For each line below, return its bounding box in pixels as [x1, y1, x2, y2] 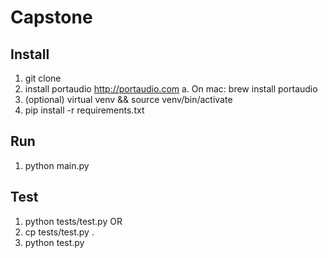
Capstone [10, 6, 93, 29]
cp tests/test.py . [24, 226, 95, 238]
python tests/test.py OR [24, 215, 123, 227]
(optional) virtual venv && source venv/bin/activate [24, 94, 233, 105]
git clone [24, 72, 62, 84]
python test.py [24, 236, 85, 248]
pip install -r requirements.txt [24, 104, 145, 116]
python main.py [24, 159, 90, 171]
